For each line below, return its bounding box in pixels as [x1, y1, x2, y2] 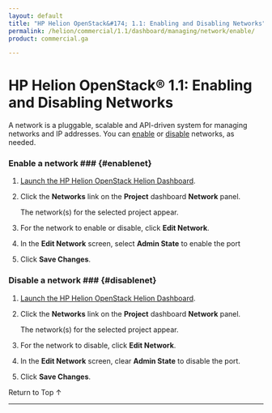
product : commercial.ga [8, 34, 89, 43]
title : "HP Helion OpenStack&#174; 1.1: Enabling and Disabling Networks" [8, 19, 266, 28]
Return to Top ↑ [8, 387, 62, 397]
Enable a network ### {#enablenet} [8, 158, 152, 169]
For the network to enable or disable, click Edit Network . [19, 224, 210, 233]
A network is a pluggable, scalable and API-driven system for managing [8, 121, 248, 130]
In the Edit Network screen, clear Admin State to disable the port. [19, 356, 241, 365]
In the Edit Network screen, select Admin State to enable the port [19, 239, 241, 249]
